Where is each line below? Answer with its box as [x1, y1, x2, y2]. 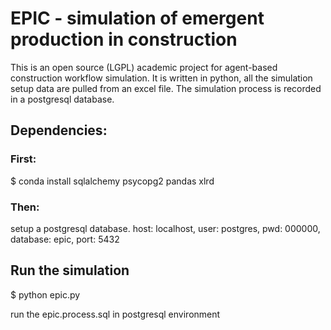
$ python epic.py [10, 288, 81, 301]
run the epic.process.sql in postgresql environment [10, 308, 221, 320]
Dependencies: [10, 122, 108, 139]
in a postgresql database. [10, 93, 115, 105]
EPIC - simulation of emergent [10, 7, 265, 30]
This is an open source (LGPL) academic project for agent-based [10, 61, 278, 73]
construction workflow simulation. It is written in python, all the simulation [10, 72, 313, 84]
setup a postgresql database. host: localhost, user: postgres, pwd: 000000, [10, 222, 321, 234]
